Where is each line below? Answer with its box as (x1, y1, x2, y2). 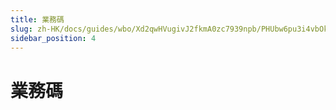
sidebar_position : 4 (10, 33, 97, 43)
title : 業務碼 (10, 14, 65, 25)
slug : (10, 24, 33, 34)
